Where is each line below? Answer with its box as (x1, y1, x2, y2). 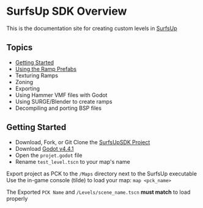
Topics (6, 42, 33, 53)
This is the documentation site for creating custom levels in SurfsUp (6, 25, 177, 32)
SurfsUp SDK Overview (6, 4, 127, 18)
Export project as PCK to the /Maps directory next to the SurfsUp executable (6, 170, 197, 177)
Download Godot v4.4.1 (15, 145, 74, 152)
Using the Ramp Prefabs (15, 65, 77, 72)
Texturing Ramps (15, 72, 58, 79)
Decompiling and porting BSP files (15, 104, 102, 112)
